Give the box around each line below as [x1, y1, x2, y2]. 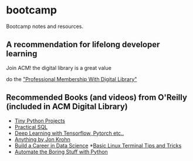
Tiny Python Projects [14, 117, 66, 124]
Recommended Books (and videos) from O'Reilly [6, 93, 188, 103]
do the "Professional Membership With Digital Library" [6, 75, 137, 82]
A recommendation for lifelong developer [6, 40, 160, 50]
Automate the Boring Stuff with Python [14, 148, 109, 155]
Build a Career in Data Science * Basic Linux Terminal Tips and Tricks [14, 142, 182, 149]
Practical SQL [14, 123, 48, 130]
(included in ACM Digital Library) [6, 101, 128, 111]
